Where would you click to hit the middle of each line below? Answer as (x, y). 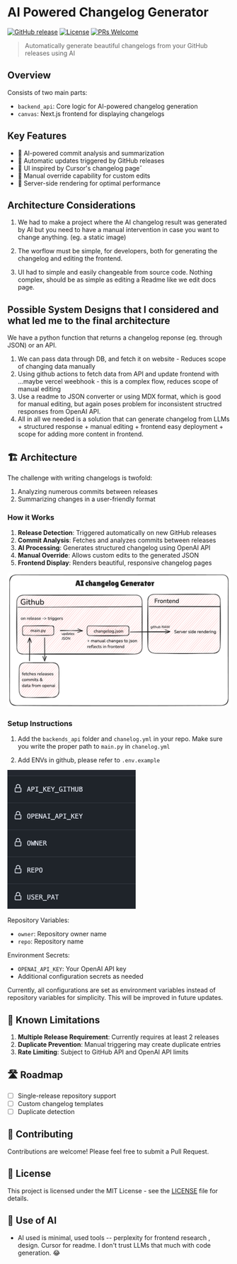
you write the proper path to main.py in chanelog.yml (94, 747)
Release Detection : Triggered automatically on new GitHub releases (117, 533)
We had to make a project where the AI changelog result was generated (122, 222)
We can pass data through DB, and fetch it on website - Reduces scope (122, 359)
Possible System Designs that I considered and (113, 310)
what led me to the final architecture (89, 320)
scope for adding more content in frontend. (80, 434)
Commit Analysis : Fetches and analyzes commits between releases (117, 540)
